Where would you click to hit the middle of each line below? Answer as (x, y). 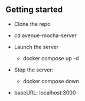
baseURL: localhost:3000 (45, 92)
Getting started (34, 10)
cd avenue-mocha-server (45, 35)
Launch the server (36, 47)
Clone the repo (32, 24)
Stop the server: (34, 70)
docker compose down (51, 81)
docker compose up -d (51, 58)
